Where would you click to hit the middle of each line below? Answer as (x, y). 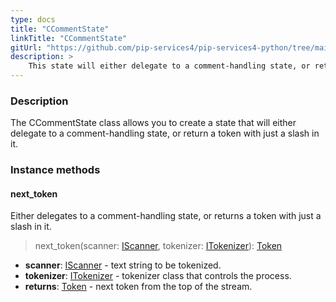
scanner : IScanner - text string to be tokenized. (123, 265)
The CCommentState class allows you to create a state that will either (153, 123)
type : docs (33, 19)
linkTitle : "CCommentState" (69, 38)
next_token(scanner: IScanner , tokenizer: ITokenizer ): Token (158, 246)
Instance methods (55, 170)
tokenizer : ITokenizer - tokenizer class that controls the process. (158, 276)
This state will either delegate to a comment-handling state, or (169, 66)
